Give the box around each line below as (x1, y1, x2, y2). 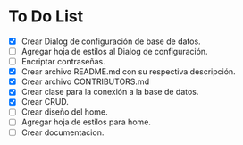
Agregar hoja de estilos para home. (21, 116, 151, 127)
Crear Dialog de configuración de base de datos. (21, 36, 202, 47)
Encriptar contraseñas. (21, 56, 106, 67)
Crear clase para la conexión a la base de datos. (21, 87, 199, 98)
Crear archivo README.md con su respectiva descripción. (21, 66, 236, 77)
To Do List (8, 6, 84, 27)
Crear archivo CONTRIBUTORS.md (21, 76, 149, 87)
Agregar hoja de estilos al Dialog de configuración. (21, 47, 208, 56)
